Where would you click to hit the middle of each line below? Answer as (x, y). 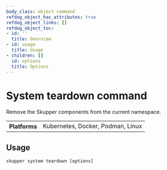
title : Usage (27, 50)
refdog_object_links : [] (37, 22)
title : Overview (31, 39)
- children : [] (25, 55)
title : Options (30, 66)
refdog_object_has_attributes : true (51, 17)
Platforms (23, 126)
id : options (26, 61)
